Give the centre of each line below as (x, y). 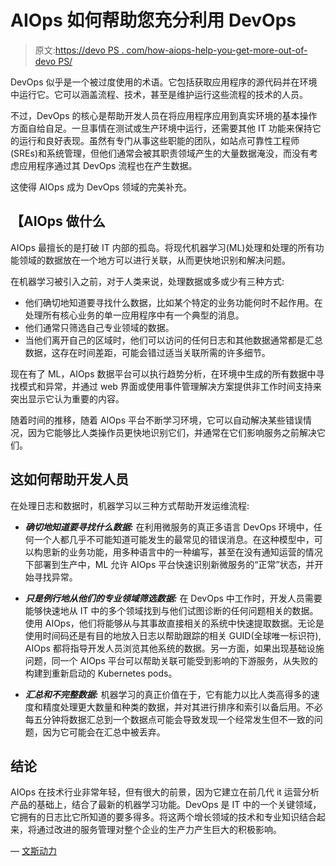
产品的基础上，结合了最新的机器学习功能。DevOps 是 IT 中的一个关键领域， (166, 805)
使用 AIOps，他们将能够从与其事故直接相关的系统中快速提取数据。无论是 (174, 623)
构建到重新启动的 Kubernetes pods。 (101, 673)
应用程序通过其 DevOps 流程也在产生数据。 (108, 165)
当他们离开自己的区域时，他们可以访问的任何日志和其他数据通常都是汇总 (173, 340)
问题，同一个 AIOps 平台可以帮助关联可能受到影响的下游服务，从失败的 (171, 660)
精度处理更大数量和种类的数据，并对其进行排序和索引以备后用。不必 (182, 707)
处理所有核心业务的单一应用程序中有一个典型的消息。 (134, 315)
